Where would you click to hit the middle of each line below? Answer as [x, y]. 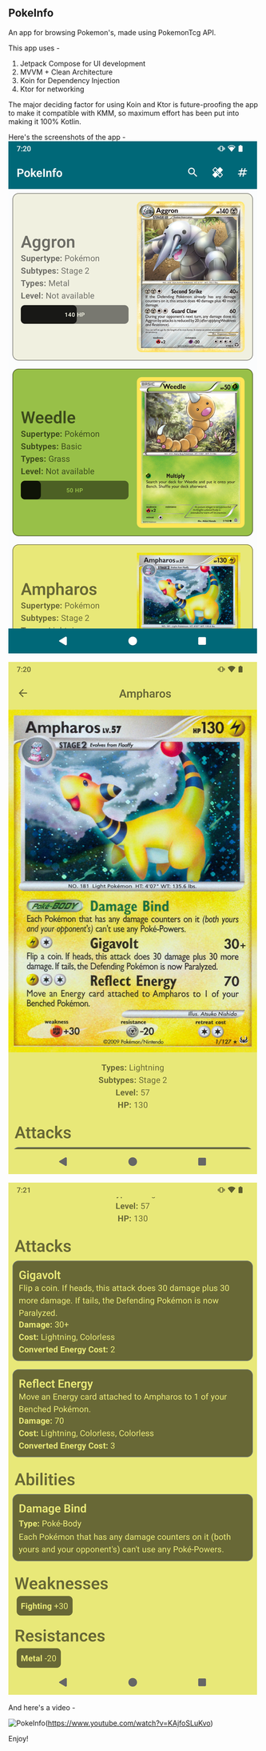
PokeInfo [31, 13]
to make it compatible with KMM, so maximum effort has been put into [124, 113]
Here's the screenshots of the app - [67, 137]
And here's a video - [42, 1707]
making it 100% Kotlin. [45, 121]
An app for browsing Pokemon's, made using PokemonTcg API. [112, 32]
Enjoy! [19, 1738]
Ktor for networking [52, 89]
